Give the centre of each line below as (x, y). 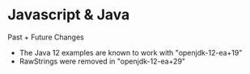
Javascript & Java (69, 15)
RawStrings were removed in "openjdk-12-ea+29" (102, 61)
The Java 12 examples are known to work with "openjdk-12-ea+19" (131, 52)
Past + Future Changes (46, 37)
